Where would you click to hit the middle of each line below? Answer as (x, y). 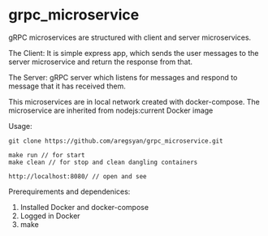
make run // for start (47, 155)
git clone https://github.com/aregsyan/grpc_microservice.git (116, 141)
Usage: (20, 126)
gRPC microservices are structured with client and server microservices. (130, 37)
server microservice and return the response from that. (101, 62)
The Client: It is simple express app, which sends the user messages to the (134, 53)
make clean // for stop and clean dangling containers (103, 162)
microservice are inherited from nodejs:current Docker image (111, 110)
